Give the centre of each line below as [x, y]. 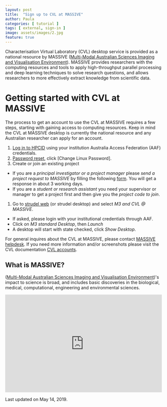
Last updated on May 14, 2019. [37, 399]
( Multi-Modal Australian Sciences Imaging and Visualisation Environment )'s [82, 277]
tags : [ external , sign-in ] [35, 28]
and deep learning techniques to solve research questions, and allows [77, 72]
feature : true [20, 38]
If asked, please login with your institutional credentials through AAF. [83, 218]
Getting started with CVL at [63, 98]
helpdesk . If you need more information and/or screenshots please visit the [82, 244]
